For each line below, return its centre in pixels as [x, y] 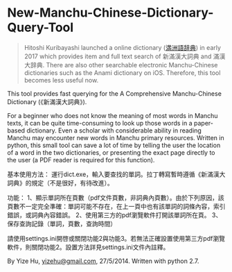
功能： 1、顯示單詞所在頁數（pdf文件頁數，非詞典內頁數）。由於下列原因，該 [116, 197]
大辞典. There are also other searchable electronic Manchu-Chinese [121, 65]
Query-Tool [41, 27]
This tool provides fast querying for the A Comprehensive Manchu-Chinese [114, 93]
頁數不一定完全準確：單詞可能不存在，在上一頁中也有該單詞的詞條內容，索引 [116, 206]
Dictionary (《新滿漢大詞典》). [47, 101]
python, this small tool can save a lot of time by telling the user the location [114, 145]
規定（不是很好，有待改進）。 [72, 182]
